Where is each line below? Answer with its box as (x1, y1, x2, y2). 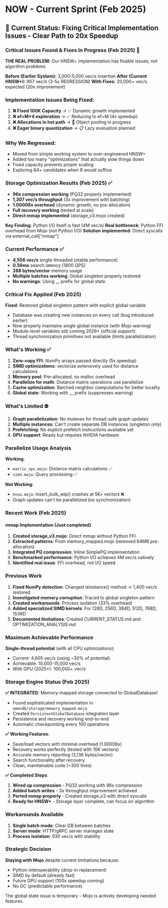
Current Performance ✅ (5, 245, 64, 252)
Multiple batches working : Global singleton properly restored (12, 273, 141, 279)
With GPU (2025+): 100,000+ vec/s (12, 666, 86, 672)
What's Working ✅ (5, 346, 52, 353)
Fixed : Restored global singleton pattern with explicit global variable (5, 302, 146, 308)
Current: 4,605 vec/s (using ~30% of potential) (12, 655, 110, 661)
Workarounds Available (5, 811, 64, 818)
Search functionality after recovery (12, 757, 85, 763)
